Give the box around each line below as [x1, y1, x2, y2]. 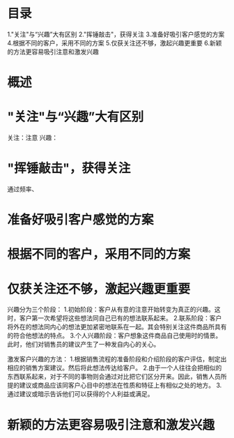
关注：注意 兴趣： [7, 133, 58, 142]
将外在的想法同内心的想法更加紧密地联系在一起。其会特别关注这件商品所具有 [7, 323, 227, 331]
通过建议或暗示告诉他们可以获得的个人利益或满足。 [7, 390, 154, 398]
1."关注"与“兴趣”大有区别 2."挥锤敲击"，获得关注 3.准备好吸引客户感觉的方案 [7, 30, 225, 38]
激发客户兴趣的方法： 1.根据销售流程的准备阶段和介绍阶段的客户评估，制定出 [7, 355, 227, 363]
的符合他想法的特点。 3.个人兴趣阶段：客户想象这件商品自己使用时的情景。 [7, 331, 222, 340]
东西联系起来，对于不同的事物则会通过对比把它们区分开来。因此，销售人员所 [7, 372, 227, 381]
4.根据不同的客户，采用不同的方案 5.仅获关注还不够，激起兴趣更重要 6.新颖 [7, 38, 222, 47]
